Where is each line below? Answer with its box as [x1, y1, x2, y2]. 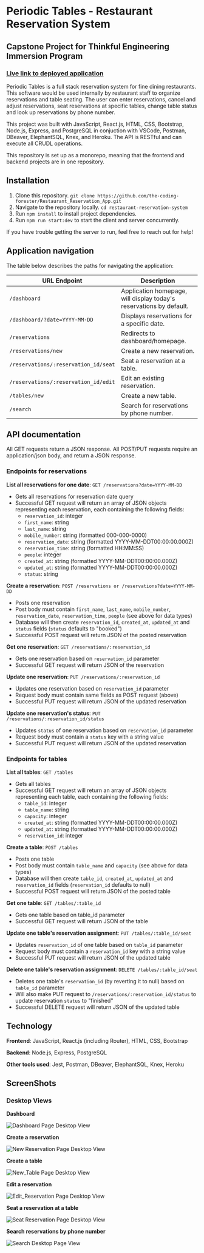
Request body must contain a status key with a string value [15, 733, 164, 740]
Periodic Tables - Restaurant [6, 4, 153, 18]
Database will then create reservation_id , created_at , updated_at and [15, 618, 190, 626]
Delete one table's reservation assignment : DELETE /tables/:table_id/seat [6, 966, 198, 973]
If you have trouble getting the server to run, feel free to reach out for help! [6, 228, 193, 235]
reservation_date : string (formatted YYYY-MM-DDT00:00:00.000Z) [24, 538, 194, 545]
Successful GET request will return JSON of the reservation [15, 661, 165, 669]
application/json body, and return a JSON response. [6, 452, 137, 459]
